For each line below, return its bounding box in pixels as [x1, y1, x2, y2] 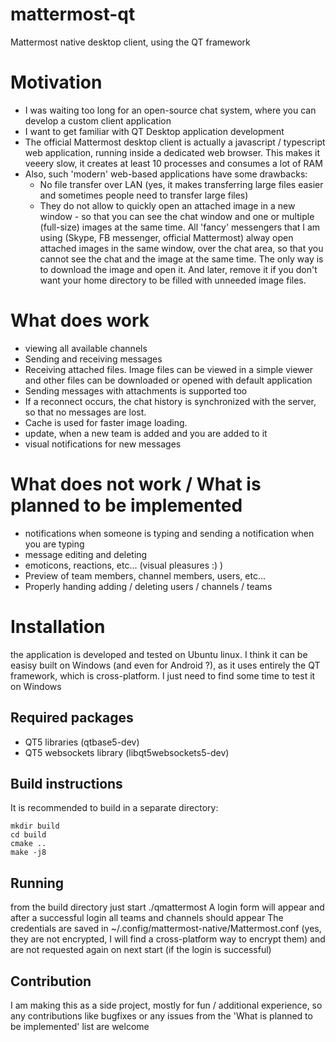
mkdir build [10, 821, 60, 832]
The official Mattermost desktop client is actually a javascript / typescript [24, 136, 326, 148]
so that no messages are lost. [24, 406, 147, 418]
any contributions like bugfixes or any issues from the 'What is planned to [10, 1009, 313, 1022]
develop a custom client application [24, 114, 172, 127]
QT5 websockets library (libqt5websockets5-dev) [24, 746, 230, 758]
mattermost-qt [10, 3, 136, 26]
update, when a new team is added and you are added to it [24, 427, 268, 439]
